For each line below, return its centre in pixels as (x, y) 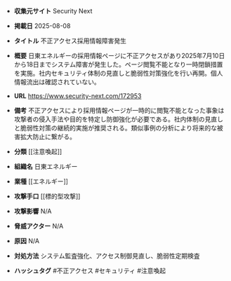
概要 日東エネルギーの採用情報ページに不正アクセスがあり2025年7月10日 (119, 56)
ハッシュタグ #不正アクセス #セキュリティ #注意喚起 (90, 270)
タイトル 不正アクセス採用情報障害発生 (70, 41)
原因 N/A (27, 241)
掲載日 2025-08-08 (42, 26)
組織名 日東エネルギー (46, 166)
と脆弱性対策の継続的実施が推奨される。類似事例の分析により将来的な (115, 128)
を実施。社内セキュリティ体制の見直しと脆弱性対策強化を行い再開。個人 (118, 73)
